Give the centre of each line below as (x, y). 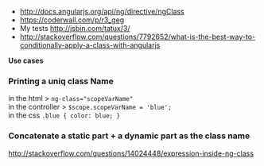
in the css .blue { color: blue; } (64, 115)
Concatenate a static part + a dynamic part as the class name (129, 136)
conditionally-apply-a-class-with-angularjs (90, 45)
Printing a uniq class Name (61, 81)
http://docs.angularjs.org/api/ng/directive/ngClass (102, 12)
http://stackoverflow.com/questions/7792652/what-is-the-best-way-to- (138, 37)
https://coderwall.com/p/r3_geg (72, 20)
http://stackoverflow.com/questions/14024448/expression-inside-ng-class (131, 153)
